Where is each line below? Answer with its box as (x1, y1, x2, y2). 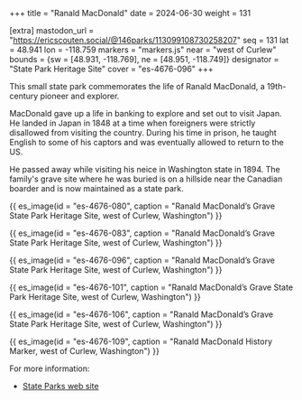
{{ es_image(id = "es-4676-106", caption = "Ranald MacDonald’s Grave (9, 309, 273, 320)
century (9, 90, 39, 101)
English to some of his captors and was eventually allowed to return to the (9, 137, 284, 147)
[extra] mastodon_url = (9, 25, 95, 35)
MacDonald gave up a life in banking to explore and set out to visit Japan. (9, 108, 282, 118)
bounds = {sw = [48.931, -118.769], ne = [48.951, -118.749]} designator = (9, 54, 279, 64)
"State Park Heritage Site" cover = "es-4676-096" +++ (9, 63, 214, 74)
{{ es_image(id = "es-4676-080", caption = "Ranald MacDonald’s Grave (9, 200, 276, 211)
